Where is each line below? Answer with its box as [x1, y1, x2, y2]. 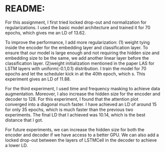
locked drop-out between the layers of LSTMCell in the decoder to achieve [5, 137, 157, 143]
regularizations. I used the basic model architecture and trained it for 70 [5, 24, 151, 30]
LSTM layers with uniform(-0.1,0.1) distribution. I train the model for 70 [5, 65, 147, 72]
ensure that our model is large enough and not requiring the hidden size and [5, 50, 160, 56]
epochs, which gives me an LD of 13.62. [5, 30, 86, 36]
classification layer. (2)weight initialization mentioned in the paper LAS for [5, 60, 155, 66]
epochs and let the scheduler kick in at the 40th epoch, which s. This [5, 71, 145, 76]
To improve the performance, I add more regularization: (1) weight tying [5, 39, 150, 45]
